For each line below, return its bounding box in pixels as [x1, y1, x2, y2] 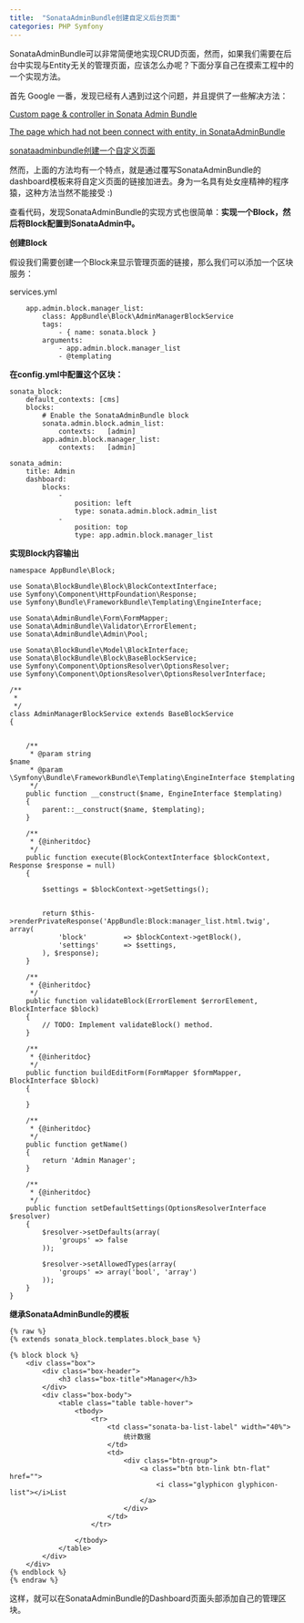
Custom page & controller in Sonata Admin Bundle [9, 108, 198, 119]
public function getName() [25, 1140, 128, 1149]
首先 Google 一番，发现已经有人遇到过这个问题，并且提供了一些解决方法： [9, 90, 289, 101]
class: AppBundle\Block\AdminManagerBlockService [42, 312, 234, 321]
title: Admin [25, 467, 76, 476]
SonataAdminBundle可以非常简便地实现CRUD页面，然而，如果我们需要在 [9, 47, 284, 59]
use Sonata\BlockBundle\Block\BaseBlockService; [9, 653, 198, 663]
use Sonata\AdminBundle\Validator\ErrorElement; [9, 621, 198, 631]
